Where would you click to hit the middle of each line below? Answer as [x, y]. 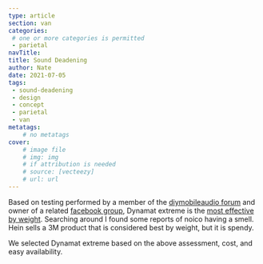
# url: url [41, 180]
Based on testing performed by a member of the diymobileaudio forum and [132, 202]
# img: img [41, 157]
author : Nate [30, 68]
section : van [30, 23]
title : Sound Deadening [48, 61]
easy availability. [36, 251]
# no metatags [46, 134]
